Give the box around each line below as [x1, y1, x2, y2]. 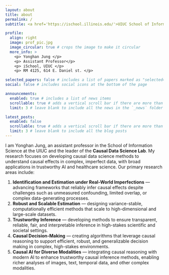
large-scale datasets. [12, 211, 57, 217]
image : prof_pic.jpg [10, 40, 53, 45]
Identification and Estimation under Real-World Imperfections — [12, 179, 150, 185]
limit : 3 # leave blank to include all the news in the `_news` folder [10, 105, 163, 110]
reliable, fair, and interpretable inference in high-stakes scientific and [12, 222, 155, 228]
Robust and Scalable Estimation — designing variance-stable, [12, 200, 143, 206]
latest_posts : [5, 114, 35, 119]
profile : [5, 31, 24, 36]
